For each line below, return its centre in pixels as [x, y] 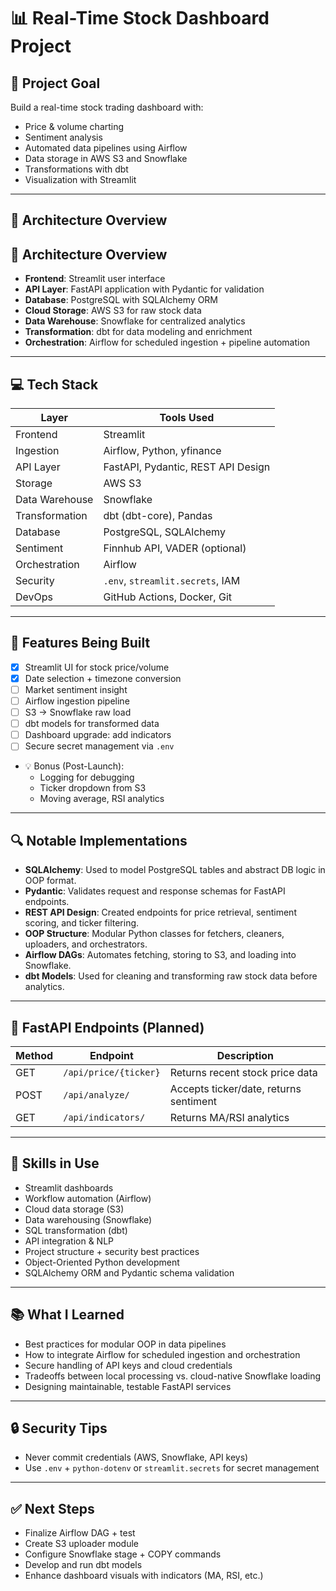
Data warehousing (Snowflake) [88, 1219]
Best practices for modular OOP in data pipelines [125, 1344]
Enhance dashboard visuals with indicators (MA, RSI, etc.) [144, 1576]
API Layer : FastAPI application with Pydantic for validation [144, 289]
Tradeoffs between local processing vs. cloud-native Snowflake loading [173, 1376]
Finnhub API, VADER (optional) [175, 548]
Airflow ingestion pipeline [77, 701]
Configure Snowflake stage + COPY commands [123, 1554]
